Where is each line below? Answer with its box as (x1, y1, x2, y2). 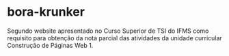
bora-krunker (7, 4, 85, 20)
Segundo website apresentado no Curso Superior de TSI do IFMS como (7, 27, 209, 35)
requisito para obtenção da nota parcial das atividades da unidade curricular (7, 33, 222, 42)
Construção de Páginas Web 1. (7, 41, 94, 49)
